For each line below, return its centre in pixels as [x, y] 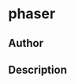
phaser [32, 14]
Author [26, 43]
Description [37, 69]
